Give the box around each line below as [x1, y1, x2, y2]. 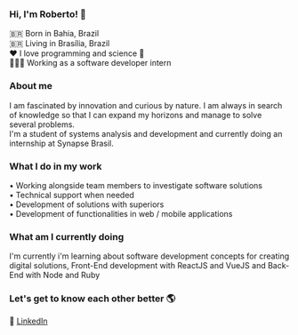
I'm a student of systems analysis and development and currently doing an [9, 128, 283, 139]
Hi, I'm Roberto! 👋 [9, 8, 87, 20]
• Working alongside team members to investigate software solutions [9, 179, 262, 190]
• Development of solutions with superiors [9, 199, 165, 210]
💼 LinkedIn [9, 315, 48, 327]
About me [9, 80, 53, 92]
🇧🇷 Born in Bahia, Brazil [9, 28, 100, 39]
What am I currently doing [9, 230, 125, 243]
